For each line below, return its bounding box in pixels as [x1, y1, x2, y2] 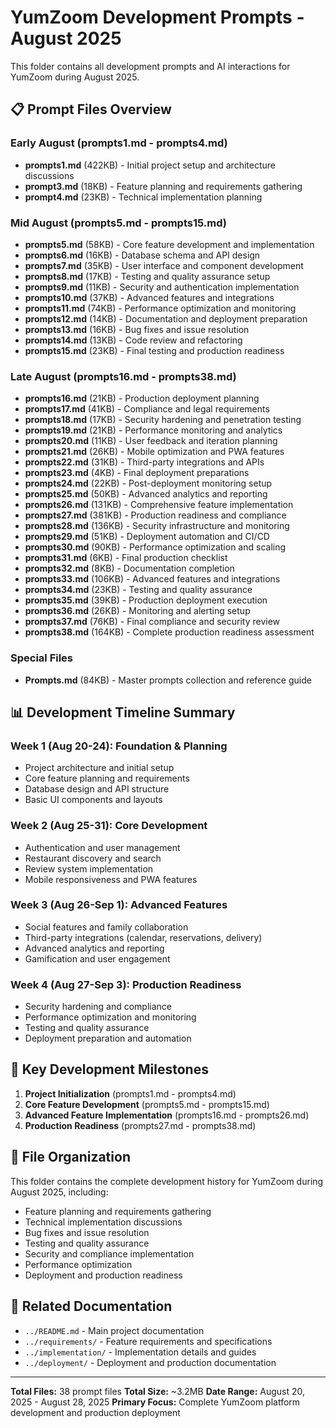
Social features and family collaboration [24, 921, 189, 933]
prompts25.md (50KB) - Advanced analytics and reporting [24, 488, 268, 500]
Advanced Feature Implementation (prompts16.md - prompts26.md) [24, 1109, 310, 1121]
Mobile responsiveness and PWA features [24, 873, 198, 885]
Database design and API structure [24, 783, 170, 795]
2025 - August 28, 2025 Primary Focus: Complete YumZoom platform [10, 1396, 301, 1408]
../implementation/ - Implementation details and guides [24, 1346, 257, 1358]
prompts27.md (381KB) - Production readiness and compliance [24, 509, 287, 521]
